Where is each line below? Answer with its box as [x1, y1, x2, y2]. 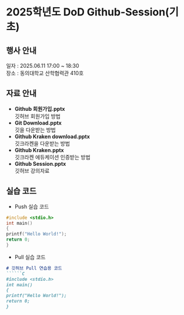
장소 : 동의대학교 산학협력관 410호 [6, 70, 84, 77]
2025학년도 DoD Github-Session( [6, 5, 169, 19]
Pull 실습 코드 [14, 253, 46, 260]
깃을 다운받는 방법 [14, 126, 56, 133]
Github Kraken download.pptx [14, 133, 90, 140]
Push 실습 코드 [14, 203, 49, 210]
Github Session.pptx [14, 160, 66, 167]
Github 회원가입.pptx [14, 105, 65, 112]
